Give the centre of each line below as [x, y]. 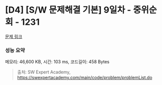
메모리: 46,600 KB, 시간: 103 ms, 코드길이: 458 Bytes [57, 62]
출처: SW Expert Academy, [44, 72]
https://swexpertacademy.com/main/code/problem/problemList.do [85, 78]
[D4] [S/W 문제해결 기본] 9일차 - [68, 10]
